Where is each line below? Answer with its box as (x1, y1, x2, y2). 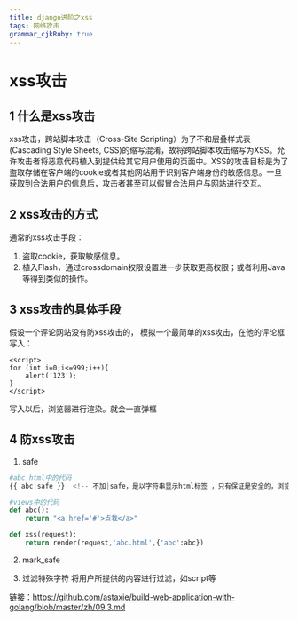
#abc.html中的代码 (9, 473, 72, 482)
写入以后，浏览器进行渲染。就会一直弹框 (9, 403, 157, 414)
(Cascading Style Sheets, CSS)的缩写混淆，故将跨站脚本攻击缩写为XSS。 (9, 145, 278, 155)
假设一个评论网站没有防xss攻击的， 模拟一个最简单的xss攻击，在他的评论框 (9, 327, 286, 338)
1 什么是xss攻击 (9, 108, 96, 123)
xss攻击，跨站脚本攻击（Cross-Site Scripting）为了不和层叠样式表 (9, 134, 251, 145)
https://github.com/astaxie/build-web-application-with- (32, 592, 235, 602)
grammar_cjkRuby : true (9, 29, 93, 38)
